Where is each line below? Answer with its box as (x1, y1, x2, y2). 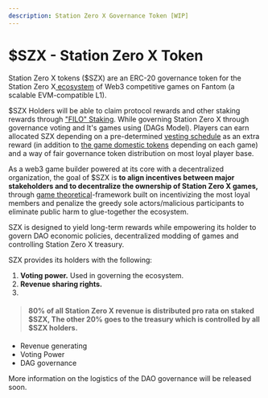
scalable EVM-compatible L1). (8, 90, 107, 100)
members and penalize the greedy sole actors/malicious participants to (8, 198, 245, 207)
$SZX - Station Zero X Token (8, 46, 204, 64)
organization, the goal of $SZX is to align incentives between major (8, 172, 235, 182)
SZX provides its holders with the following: (8, 255, 153, 265)
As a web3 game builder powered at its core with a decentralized (8, 164, 224, 174)
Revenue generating (19, 341, 88, 351)
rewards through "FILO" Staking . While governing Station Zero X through (8, 114, 249, 124)
